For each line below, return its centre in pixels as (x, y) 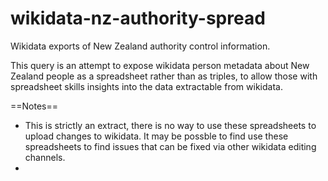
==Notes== (34, 106)
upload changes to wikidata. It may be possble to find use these (156, 136)
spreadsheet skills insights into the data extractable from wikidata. (146, 86)
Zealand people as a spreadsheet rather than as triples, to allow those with (164, 76)
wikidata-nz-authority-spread (138, 18)
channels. (45, 157)
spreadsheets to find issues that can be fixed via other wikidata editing (170, 146)
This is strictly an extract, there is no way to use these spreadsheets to (170, 125)
